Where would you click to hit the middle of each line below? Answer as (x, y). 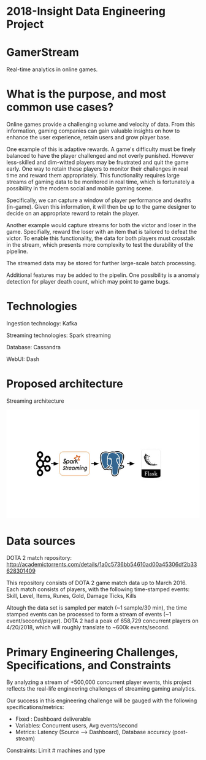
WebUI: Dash (23, 359)
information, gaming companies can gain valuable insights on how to (93, 131)
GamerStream (43, 52)
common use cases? (60, 107)
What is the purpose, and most (86, 94)
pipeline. (17, 251)
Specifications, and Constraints (89, 665)
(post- (180, 732)
